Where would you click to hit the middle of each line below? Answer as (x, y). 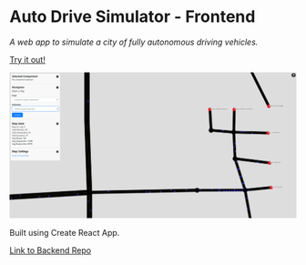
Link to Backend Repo (51, 250)
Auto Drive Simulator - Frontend (133, 17)
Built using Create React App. (65, 232)
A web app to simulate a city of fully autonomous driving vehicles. (134, 42)
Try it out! (27, 59)
